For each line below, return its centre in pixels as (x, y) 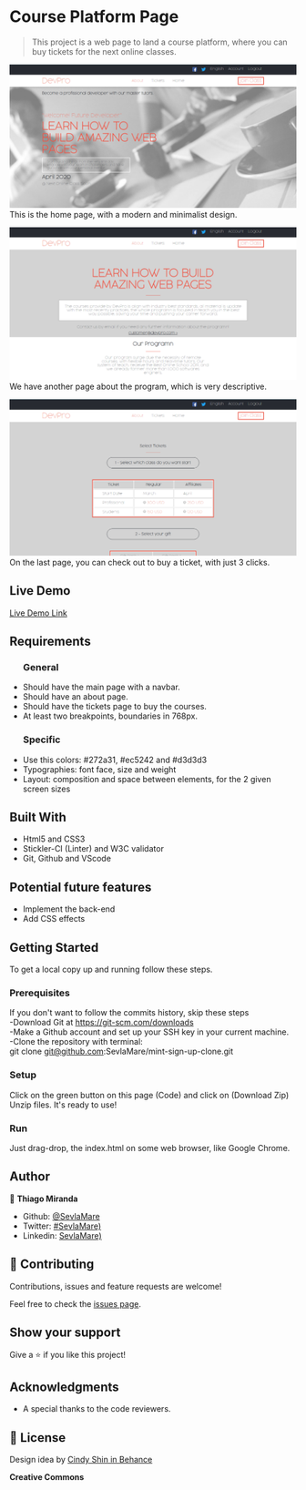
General (41, 667)
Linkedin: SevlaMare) (62, 1235)
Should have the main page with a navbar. (101, 687)
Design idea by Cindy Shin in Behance (81, 1459)
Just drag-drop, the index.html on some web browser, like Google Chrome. (150, 1148)
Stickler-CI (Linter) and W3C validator (93, 849)
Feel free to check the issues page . (75, 1303)
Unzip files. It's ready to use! (63, 1105)
